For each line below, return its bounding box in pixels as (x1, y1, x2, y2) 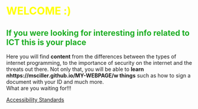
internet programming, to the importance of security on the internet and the (6, 60, 193, 66)
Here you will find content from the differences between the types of (6, 53, 176, 60)
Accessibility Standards (6, 96, 65, 103)
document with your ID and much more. (6, 79, 104, 85)
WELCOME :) (6, 4, 72, 18)
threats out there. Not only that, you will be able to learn (6, 66, 144, 73)
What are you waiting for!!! (6, 85, 72, 92)
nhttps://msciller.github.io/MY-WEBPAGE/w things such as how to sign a (6, 72, 191, 79)
